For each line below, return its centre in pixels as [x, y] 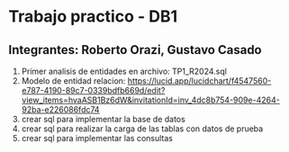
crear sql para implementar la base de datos [103, 119]
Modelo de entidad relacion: [73, 81]
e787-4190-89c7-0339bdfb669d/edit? [93, 90]
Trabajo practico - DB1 [93, 17]
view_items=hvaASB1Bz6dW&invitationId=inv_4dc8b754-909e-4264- [150, 100]
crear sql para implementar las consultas [97, 138]
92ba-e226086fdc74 [60, 109]
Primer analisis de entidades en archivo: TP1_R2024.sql [124, 71]
